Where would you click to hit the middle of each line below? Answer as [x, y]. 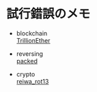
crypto [26, 74]
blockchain [32, 33]
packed [27, 61]
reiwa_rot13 [32, 81]
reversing [30, 53]
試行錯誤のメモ [48, 14]
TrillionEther [33, 40]
